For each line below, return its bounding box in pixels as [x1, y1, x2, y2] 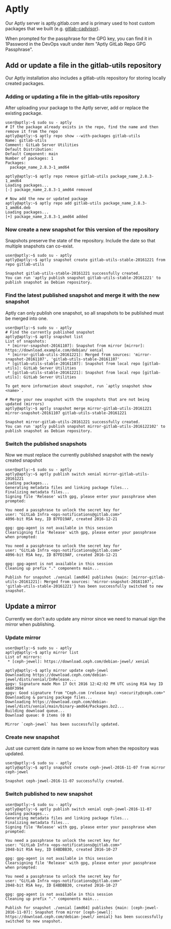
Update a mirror [5, 602, 57, 611]
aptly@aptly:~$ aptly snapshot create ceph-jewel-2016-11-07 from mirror [5, 765, 166, 770]
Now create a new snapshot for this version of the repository [5, 226, 159, 233]
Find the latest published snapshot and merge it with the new [5, 292, 160, 299]
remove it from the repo [5, 129, 58, 134]
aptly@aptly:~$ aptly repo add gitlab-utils [5, 201, 102, 206]
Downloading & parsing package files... [5, 695, 93, 700]
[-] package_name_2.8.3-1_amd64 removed [5, 188, 93, 193]
